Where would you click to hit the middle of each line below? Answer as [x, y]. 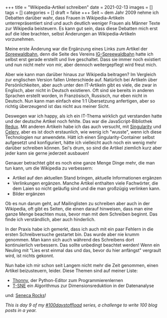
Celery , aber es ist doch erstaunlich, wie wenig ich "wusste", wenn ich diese [83, 132]
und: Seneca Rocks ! [26, 295]
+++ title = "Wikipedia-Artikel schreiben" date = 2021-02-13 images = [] [79, 7]
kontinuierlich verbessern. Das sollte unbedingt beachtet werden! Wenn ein [83, 245]
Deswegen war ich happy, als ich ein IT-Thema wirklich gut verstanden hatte [83, 116]
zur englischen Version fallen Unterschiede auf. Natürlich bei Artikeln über [82, 80]
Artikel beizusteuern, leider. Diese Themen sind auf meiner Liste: [72, 270]
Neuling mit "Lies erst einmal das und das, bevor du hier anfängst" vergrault [83, 250]
